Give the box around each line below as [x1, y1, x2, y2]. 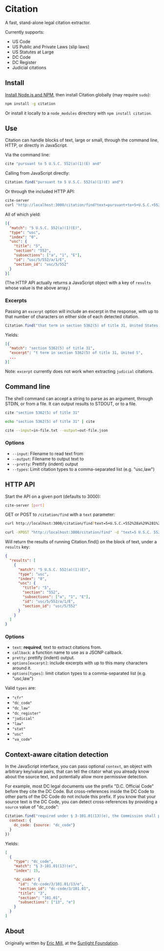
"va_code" [12, 737, 33, 742]
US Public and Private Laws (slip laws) [12, 44, 89, 49]
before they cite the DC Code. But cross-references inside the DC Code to [5, 789, 155, 794]
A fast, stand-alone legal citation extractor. [5, 20, 91, 25]
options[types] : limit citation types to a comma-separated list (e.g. [12, 671, 146, 676]
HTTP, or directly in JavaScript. [5, 142, 68, 148]
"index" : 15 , [14, 868, 41, 873]
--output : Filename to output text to [12, 456, 84, 462]
